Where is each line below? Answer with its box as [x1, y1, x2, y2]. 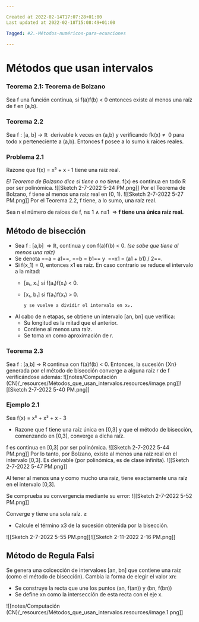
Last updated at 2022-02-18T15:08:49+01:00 [6, 19, 116, 26]
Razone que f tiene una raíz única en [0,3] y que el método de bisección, [14, 426, 193, 433]
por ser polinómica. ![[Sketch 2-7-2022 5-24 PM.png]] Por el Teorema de [6, 184, 186, 192]
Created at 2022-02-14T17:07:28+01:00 [6, 14, 102, 20]
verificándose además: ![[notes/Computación [6, 373, 118, 380]
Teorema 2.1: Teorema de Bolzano [6, 82, 106, 91]
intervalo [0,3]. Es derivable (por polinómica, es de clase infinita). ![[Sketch [6, 456, 189, 463]
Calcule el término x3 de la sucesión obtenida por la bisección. [14, 522, 169, 529]
